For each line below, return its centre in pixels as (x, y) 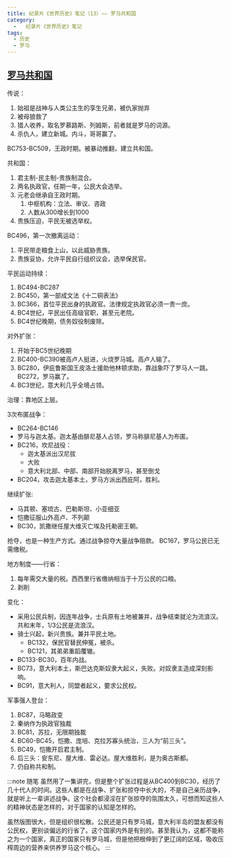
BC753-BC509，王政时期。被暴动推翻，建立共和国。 (82, 148)
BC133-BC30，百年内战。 (54, 659)
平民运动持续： (28, 273)
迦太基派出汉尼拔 (52, 453)
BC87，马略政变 (40, 715)
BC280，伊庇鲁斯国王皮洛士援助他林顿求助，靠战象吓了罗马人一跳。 (114, 368)
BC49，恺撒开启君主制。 (52, 749)
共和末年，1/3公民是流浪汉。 (57, 625)
